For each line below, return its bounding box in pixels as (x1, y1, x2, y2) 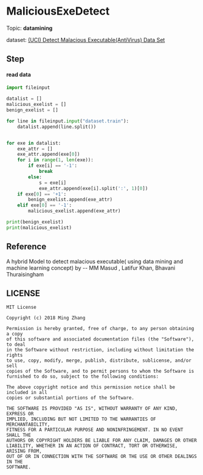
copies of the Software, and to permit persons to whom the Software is (6, 368, 194, 375)
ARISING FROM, (6, 448, 43, 454)
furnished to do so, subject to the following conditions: (6, 373, 159, 380)
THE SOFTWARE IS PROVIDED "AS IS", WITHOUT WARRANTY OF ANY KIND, (6, 406, 178, 412)
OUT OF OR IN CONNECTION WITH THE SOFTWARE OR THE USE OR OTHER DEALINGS (6, 454, 198, 460)
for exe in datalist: (6, 140, 61, 146)
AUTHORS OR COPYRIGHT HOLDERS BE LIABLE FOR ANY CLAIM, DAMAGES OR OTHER (6, 437, 198, 444)
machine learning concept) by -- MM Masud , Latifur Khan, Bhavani (6, 264, 176, 272)
